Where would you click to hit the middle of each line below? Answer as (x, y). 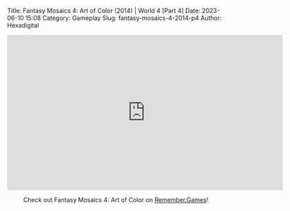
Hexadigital (23, 25)
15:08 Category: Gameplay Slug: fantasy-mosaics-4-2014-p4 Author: (123, 18)
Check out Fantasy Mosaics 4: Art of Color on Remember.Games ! (116, 200)
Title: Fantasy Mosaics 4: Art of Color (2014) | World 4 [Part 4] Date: (104, 11)
